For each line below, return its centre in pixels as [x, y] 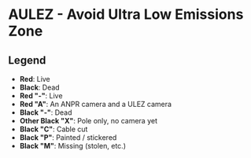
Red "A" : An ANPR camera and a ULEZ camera [95, 104]
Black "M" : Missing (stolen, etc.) [73, 146]
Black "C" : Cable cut [54, 129]
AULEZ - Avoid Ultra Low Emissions [126, 15]
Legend [27, 60]
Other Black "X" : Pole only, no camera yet [88, 121]
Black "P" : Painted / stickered [68, 138]
